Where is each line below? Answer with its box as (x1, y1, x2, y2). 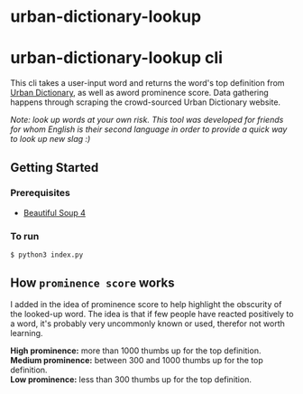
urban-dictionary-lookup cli (10, 48, 224, 69)
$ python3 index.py (10, 250, 84, 259)
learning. (10, 327, 43, 338)
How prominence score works (10, 275, 175, 290)
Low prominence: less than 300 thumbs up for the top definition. (10, 373, 252, 385)
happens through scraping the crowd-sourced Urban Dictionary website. (10, 97, 281, 108)
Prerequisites (10, 187, 70, 200)
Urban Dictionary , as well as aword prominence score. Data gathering (10, 88, 269, 98)
